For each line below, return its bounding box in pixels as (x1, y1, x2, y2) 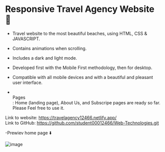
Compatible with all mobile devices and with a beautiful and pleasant (12, 74, 153, 80)
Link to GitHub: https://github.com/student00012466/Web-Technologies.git (5, 120, 159, 126)
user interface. (12, 79, 43, 85)
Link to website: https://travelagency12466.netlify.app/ (5, 114, 117, 120)
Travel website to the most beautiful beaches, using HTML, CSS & (12, 30, 148, 36)
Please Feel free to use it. (12, 105, 65, 111)
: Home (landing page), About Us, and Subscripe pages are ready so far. (12, 99, 161, 105)
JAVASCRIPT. (12, 36, 41, 42)
